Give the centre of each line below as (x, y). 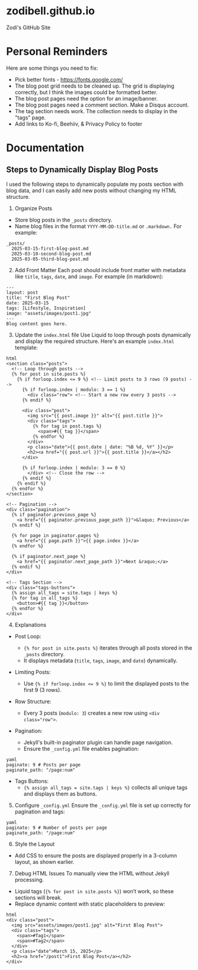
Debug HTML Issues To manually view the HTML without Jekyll (92, 873)
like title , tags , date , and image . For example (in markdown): (89, 276)
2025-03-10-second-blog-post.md (52, 254)
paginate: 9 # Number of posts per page (57, 828)
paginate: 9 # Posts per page (44, 765)
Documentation (45, 148)
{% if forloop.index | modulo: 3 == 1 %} (74, 389)
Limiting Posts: (33, 672)
